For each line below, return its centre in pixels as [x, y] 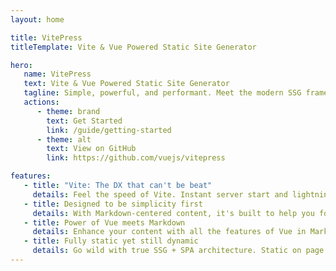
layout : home [37, 19]
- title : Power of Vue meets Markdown [104, 222]
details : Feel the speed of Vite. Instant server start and [160, 194]
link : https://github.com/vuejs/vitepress [136, 158]
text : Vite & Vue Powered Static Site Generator [126, 84]
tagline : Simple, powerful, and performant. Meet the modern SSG [162, 93]
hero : [21, 65]
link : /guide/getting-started [109, 130]
